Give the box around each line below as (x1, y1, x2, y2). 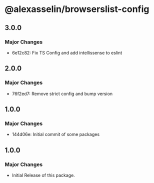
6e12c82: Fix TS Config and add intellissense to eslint (11, 49, 122, 55)
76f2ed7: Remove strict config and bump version (11, 90, 113, 96)
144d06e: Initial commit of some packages (11, 131, 100, 137)
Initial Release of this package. (11, 172, 75, 178)
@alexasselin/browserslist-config (4, 3, 149, 15)
